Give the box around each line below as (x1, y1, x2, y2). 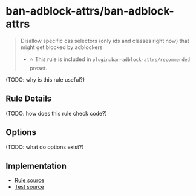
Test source (14, 183, 45, 191)
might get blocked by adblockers (20, 44, 103, 51)
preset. (29, 64, 48, 71)
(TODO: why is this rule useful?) (5, 76, 85, 83)
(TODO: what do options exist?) (5, 143, 84, 151)
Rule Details (5, 94, 52, 104)
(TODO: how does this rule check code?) (5, 109, 107, 117)
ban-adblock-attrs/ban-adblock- (5, 4, 174, 18)
